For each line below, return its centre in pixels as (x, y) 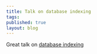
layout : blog (22, 28)
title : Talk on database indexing (49, 11)
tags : (13, 17)
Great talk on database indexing (45, 45)
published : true (26, 22)
